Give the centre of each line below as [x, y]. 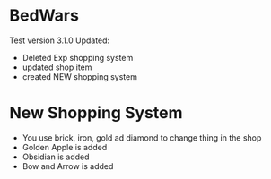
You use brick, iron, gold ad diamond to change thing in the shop [142, 137]
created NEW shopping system [79, 76]
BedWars [44, 16]
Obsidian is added [56, 157]
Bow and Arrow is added [68, 166]
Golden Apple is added [65, 147]
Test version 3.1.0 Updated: [60, 40]
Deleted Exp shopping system [78, 57]
